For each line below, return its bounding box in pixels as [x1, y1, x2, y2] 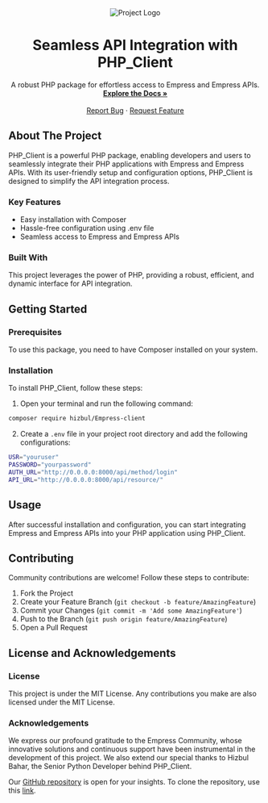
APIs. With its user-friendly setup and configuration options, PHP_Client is [8, 167, 254, 177]
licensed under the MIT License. [8, 697, 115, 707]
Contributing [8, 551, 74, 565]
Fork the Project [19, 588, 74, 598]
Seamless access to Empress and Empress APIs [19, 232, 179, 241]
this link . [8, 786, 36, 796]
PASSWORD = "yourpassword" [8, 461, 92, 469]
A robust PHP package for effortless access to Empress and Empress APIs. [10, 80, 260, 90]
